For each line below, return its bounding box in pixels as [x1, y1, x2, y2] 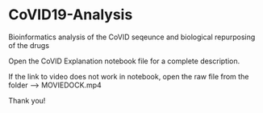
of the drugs [8, 40, 50, 50]
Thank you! [8, 95, 46, 105]
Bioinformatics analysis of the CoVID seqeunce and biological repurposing [8, 32, 256, 42]
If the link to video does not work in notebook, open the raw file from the [8, 71, 249, 81]
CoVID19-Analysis [8, 6, 133, 24]
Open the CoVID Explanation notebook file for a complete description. [8, 56, 240, 66]
